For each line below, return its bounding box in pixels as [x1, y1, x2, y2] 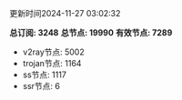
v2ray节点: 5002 [22, 46, 85, 57]
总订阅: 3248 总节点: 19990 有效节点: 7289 [9, 27, 173, 38]
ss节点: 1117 [22, 69, 66, 80]
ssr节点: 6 [22, 81, 61, 91]
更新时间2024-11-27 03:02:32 [9, 8, 121, 18]
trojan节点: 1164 [22, 58, 82, 68]
